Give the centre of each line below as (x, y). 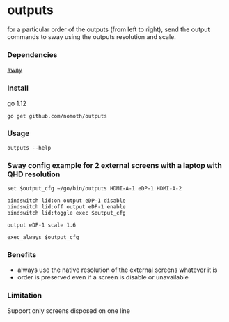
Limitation (25, 296)
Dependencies (32, 54)
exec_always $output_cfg (43, 238)
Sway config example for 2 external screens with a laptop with (115, 165)
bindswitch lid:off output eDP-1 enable (67, 207)
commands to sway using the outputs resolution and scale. (92, 36)
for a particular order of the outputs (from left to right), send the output (109, 29)
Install (18, 88)
